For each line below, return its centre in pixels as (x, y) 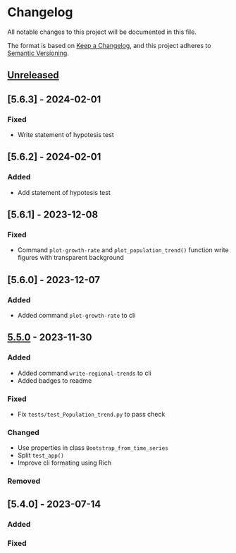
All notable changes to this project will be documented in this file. (102, 32)
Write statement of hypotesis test (66, 135)
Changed (24, 432)
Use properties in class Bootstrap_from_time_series (93, 448)
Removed (24, 481)
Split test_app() (41, 456)
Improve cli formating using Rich (64, 463)
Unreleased (33, 75)
